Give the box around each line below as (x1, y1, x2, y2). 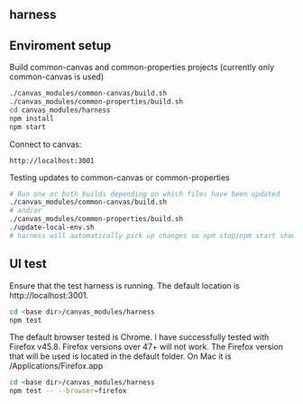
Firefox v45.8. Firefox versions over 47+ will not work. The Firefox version (9, 342, 284, 353)
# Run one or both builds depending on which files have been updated (9, 189, 280, 198)
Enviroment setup (9, 38, 112, 53)
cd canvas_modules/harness (9, 106, 111, 115)
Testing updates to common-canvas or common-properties (9, 171, 230, 183)
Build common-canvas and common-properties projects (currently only (9, 62, 275, 73)
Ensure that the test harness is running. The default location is (9, 280, 241, 291)
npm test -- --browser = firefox (9, 387, 127, 396)
